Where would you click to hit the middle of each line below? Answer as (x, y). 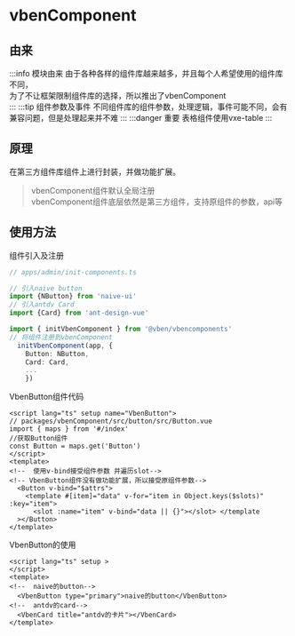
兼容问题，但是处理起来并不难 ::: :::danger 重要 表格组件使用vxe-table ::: (141, 118)
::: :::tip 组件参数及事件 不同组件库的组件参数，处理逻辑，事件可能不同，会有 (148, 107)
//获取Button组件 (39, 439)
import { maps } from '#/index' (69, 429)
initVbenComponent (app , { (65, 346)
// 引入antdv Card (42, 305)
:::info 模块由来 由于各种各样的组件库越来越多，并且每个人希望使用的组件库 (146, 73)
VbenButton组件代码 (47, 397)
